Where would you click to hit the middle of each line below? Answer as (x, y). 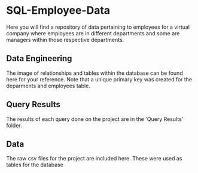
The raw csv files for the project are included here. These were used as (94, 159)
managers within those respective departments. (65, 40)
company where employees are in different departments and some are (93, 33)
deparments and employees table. (48, 86)
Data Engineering (39, 58)
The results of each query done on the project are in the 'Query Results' (95, 119)
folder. (14, 125)
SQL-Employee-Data (58, 10)
